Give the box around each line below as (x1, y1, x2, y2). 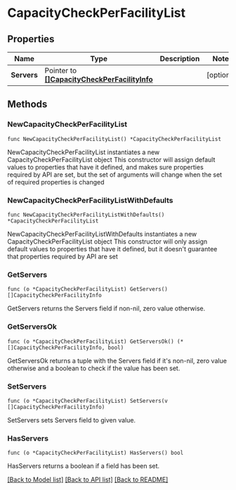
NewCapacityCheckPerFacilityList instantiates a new (7, 148, 160, 156)
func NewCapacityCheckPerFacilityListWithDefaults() (7, 211, 165, 218)
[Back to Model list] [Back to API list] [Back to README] (7, 475, 169, 484)
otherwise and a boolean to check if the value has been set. (7, 364, 181, 372)
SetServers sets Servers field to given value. (7, 415, 136, 424)
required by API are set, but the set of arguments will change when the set (7, 170, 223, 179)
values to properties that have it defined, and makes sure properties (7, 163, 204, 171)
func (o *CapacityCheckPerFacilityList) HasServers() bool (7, 449, 184, 457)
